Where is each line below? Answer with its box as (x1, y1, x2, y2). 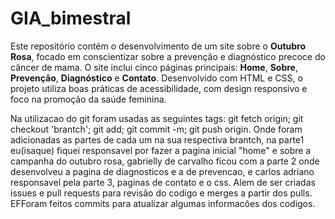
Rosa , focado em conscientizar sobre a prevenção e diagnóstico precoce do (10, 50, 326, 62)
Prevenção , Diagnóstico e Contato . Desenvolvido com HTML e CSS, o (10, 72, 303, 84)
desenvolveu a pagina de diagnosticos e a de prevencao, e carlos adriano (10, 165, 315, 177)
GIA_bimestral (10, 7, 132, 30)
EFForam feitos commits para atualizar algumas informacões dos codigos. (10, 197, 316, 209)
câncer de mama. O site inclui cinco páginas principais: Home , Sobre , (10, 61, 298, 73)
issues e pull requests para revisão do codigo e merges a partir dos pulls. (10, 187, 313, 199)
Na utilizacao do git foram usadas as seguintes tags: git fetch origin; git (10, 112, 304, 124)
